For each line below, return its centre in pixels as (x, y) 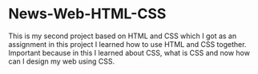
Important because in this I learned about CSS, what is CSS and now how (129, 53)
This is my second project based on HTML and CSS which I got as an (123, 36)
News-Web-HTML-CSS (87, 14)
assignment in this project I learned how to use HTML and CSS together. (127, 44)
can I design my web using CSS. (62, 61)
